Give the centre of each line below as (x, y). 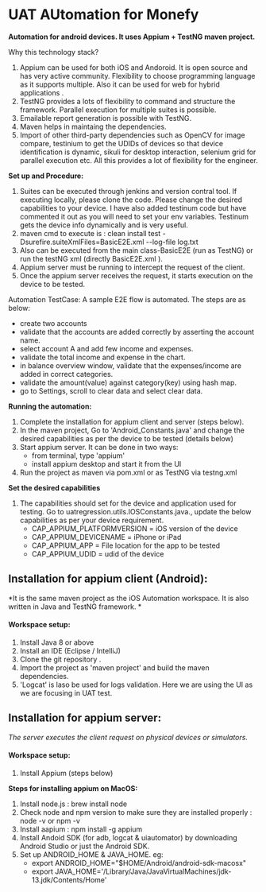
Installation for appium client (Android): (108, 579)
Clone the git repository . (60, 659)
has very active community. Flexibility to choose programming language (137, 76)
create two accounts (53, 323)
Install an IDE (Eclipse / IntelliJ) (70, 650)
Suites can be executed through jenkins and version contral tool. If (128, 191)
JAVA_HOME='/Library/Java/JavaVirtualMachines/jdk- (143, 871)
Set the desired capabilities (54, 487)
